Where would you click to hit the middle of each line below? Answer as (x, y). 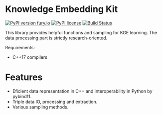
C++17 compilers (30, 57)
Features (24, 77)
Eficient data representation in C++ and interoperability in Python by (82, 91)
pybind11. (22, 96)
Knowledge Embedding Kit (62, 9)
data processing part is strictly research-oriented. (56, 38)
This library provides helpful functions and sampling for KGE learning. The (81, 32)
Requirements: (20, 47)
